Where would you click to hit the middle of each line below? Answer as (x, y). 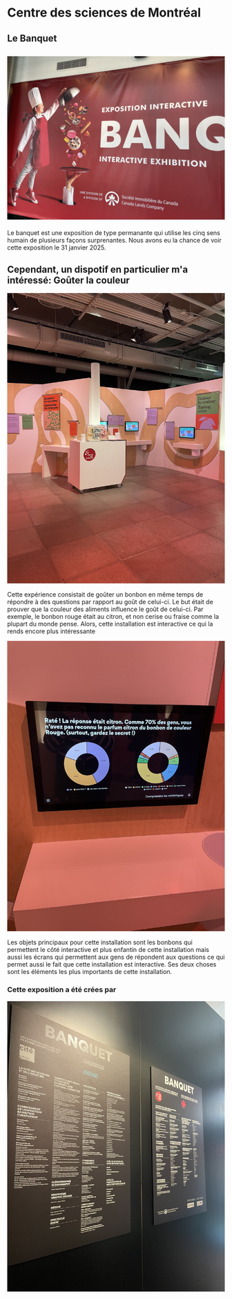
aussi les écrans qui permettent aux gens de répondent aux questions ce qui (116, 957)
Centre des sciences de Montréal (104, 13)
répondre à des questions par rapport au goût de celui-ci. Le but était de (110, 602)
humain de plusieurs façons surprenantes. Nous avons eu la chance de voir (115, 241)
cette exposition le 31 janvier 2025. (57, 247)
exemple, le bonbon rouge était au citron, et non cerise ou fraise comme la (113, 617)
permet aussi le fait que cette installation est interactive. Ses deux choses (112, 964)
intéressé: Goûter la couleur (68, 280)
